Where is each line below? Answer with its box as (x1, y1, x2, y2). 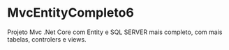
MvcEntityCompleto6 (7, 5, 134, 21)
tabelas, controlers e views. (7, 35, 87, 43)
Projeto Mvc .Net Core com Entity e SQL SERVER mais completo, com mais (7, 28, 223, 36)
